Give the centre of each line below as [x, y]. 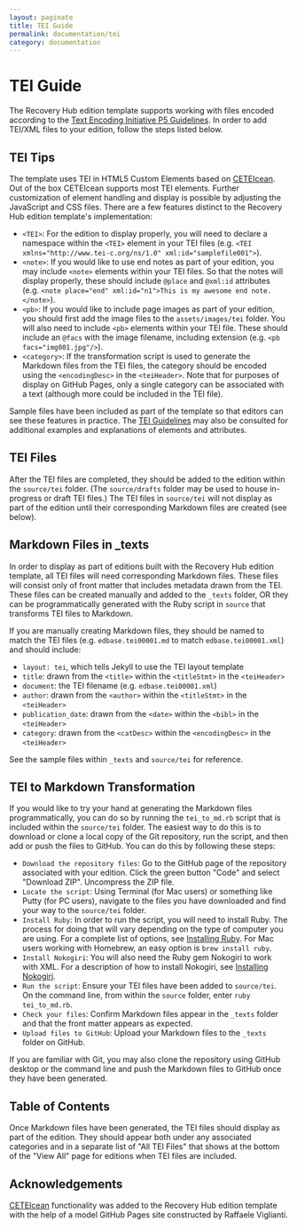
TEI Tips [32, 158]
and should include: [45, 650]
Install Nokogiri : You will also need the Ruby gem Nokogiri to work [147, 957]
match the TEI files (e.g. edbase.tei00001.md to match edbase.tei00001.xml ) [147, 640]
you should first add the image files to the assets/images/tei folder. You [153, 319]
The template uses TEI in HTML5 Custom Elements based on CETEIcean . [142, 179]
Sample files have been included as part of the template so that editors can [146, 411]
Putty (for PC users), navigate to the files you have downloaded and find [154, 901]
